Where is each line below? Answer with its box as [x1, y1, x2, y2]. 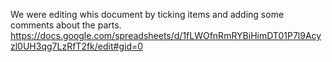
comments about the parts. [10, 19, 122, 31]
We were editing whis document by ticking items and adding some [10, 9, 285, 20]
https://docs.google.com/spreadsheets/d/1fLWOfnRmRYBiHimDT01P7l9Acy [10, 30, 322, 41]
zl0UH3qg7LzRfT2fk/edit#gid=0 [10, 40, 144, 52]
